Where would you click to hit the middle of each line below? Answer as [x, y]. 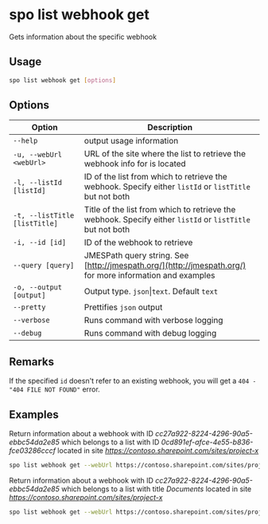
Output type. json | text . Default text [151, 291]
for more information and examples [150, 275]
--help [25, 141]
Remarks [32, 362]
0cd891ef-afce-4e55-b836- [207, 442]
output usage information [131, 141]
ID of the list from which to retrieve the [155, 177]
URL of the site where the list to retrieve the [165, 154]
